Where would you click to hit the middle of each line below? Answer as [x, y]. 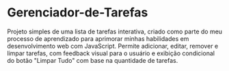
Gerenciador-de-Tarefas [78, 13]
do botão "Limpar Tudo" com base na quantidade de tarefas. [93, 60]
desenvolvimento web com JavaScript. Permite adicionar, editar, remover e [113, 46]
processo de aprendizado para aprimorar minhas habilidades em [98, 38]
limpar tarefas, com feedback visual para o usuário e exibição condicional [111, 53]
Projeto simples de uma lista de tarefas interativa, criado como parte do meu [115, 31]
